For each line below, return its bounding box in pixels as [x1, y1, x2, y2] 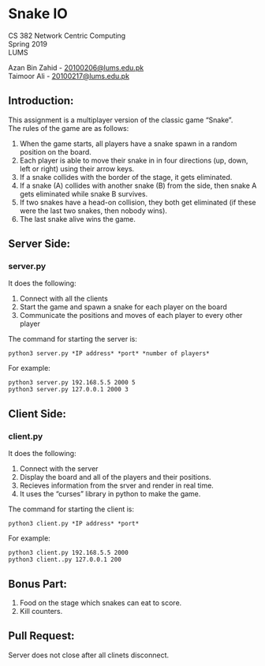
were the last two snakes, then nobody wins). [19, 206, 168, 215]
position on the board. [19, 147, 92, 156]
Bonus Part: [8, 577, 67, 590]
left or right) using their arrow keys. [19, 163, 135, 174]
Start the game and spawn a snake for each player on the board [19, 302, 227, 312]
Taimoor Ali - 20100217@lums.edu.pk [8, 71, 130, 80]
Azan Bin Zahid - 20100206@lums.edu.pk [8, 62, 144, 72]
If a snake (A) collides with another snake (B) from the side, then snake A [19, 181, 257, 190]
